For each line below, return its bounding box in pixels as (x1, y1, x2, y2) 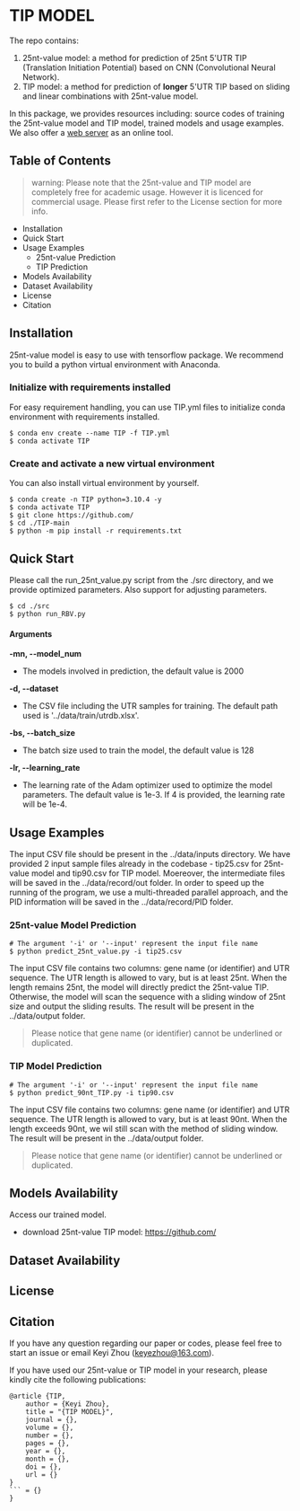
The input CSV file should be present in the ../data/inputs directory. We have (9, 848, 291, 859)
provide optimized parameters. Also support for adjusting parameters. (9, 584, 267, 595)
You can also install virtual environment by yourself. (9, 478, 200, 489)
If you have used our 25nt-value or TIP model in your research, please (9, 1365, 269, 1375)
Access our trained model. (9, 1209, 107, 1220)
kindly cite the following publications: (9, 1374, 147, 1384)
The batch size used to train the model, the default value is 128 (21, 745, 254, 755)
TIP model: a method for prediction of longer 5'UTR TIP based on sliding (21, 81, 291, 92)
